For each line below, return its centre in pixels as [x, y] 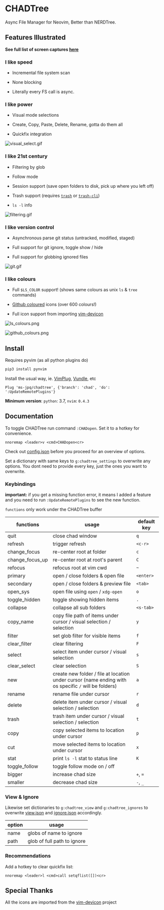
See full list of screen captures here [42, 49]
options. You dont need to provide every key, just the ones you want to [76, 466]
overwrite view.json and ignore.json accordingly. [54, 813]
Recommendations [28, 856]
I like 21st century [26, 156]
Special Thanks [29, 891]
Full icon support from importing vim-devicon [58, 314]
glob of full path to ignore [57, 841]
